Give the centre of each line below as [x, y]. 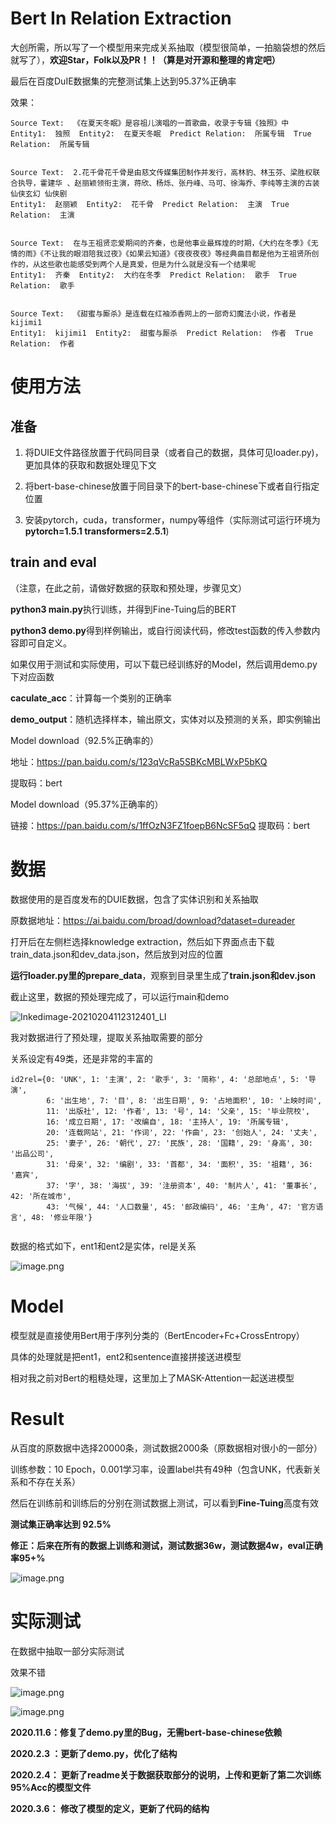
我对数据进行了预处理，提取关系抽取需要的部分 [106, 1037]
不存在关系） [54, 1481]
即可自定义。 [45, 643]
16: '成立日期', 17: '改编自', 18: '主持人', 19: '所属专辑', [168, 1122]
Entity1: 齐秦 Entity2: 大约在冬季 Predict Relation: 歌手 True [153, 275]
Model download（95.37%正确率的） [87, 804]
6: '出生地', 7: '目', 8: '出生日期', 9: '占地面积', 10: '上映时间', [184, 1100]
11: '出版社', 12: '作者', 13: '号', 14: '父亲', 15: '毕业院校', [178, 1111]
